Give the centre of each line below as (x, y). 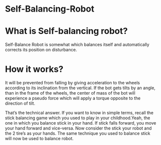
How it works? (34, 69)
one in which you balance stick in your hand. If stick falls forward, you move (80, 123)
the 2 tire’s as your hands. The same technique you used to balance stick (78, 133)
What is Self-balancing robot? (66, 31)
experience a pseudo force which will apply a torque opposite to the (73, 98)
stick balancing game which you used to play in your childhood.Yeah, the (78, 118)
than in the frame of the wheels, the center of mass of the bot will (70, 93)
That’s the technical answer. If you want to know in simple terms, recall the (79, 113)
